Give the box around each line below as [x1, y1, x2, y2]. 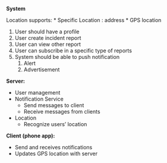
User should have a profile [14, 28, 80, 35]
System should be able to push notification [14, 54, 120, 60]
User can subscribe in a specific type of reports [14, 47, 133, 54]
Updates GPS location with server [14, 150, 98, 157]
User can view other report [14, 41, 81, 48]
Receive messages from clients [23, 108, 100, 115]
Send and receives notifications [14, 144, 93, 151]
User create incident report [14, 35, 81, 41]
